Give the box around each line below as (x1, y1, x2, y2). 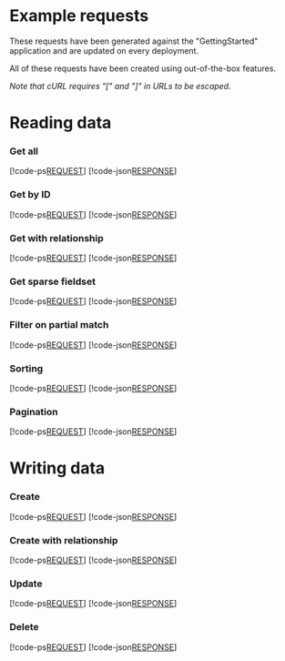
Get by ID (9, 188, 52, 201)
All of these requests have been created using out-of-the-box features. (9, 63, 276, 74)
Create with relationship (9, 534, 118, 546)
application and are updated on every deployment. (9, 45, 198, 56)
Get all (9, 145, 39, 158)
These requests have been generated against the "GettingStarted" (9, 36, 259, 46)
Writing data (9, 458, 106, 479)
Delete (9, 621, 39, 634)
